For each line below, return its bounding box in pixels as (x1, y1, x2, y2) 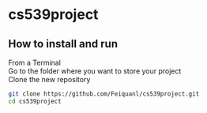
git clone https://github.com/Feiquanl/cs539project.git (8, 90, 200, 98)
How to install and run (8, 37, 119, 51)
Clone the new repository (8, 75, 91, 84)
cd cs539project (8, 97, 62, 105)
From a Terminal (8, 58, 62, 67)
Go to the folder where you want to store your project (8, 66, 182, 76)
